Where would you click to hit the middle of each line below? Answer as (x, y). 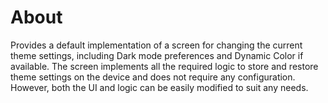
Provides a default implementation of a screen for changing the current (156, 45)
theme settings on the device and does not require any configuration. (153, 77)
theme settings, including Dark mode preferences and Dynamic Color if (157, 55)
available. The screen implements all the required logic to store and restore (164, 66)
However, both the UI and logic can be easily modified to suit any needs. (159, 87)
